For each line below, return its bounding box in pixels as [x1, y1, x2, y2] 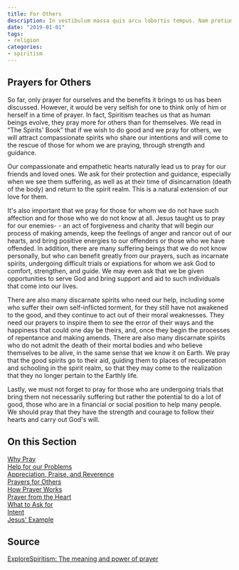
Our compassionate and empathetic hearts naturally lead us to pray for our [7, 162, 226, 171]
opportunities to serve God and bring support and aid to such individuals [7, 274, 221, 283]
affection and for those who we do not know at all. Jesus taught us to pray [7, 213, 225, 222]
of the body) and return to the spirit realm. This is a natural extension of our [7, 184, 229, 193]
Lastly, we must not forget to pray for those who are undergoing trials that [7, 385, 224, 394]
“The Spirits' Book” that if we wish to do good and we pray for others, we [7, 125, 222, 134]
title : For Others [7, 10, 62, 18]
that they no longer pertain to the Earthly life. [7, 371, 139, 379]
